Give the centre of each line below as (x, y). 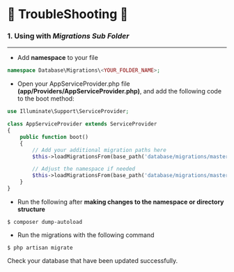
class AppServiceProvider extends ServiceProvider (82, 124)
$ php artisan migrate (40, 248)
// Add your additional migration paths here (100, 150)
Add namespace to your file (58, 58)
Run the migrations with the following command (86, 235)
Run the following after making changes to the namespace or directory (120, 202)
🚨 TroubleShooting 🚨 (68, 14)
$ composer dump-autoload (45, 222)
